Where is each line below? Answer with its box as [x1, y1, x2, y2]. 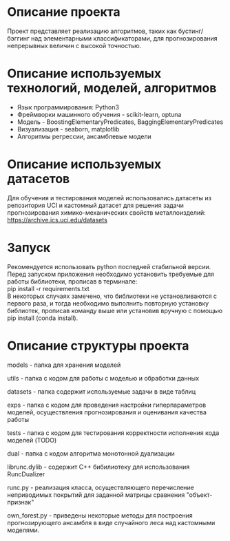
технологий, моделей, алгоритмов [7, 81, 217, 96]
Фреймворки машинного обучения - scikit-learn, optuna [17, 110, 182, 118]
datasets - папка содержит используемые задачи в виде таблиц [7, 387, 196, 396]
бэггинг [7, 34, 30, 42]
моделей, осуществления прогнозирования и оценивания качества [7, 407, 207, 416]
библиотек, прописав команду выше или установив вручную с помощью [7, 306, 222, 315]
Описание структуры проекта [7, 338, 189, 353]
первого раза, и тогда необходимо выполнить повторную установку [7, 299, 209, 307]
